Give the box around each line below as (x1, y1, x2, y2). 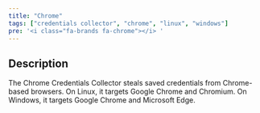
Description (8, 56, 68, 70)
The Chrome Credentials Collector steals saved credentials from (8, 78, 221, 88)
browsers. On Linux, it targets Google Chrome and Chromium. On (31, 86, 247, 97)
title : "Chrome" (8, 11, 63, 20)
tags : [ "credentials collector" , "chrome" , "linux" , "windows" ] (8, 19, 229, 27)
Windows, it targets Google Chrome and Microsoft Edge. (8, 95, 196, 105)
